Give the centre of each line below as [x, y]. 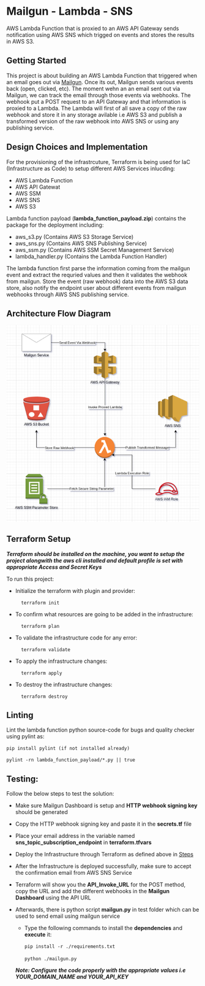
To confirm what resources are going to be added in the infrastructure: [104, 614]
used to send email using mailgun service [68, 916]
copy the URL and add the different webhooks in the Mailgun [92, 891]
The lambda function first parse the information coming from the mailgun [98, 268]
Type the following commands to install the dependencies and [103, 928]
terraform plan [40, 626]
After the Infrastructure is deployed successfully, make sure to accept [103, 866]
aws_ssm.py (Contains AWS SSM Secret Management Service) [95, 249]
